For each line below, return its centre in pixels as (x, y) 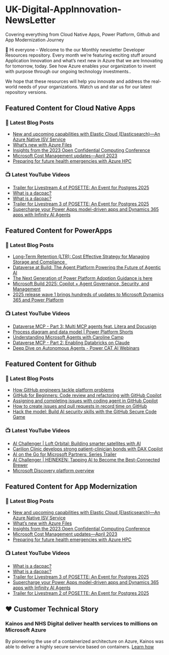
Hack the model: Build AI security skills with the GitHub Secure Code (84, 411)
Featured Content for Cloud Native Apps (71, 108)
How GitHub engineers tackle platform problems (63, 390)
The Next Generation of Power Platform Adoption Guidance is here (82, 278)
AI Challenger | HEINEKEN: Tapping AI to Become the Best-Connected (86, 459)
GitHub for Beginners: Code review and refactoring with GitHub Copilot (87, 395)
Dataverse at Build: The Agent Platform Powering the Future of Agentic (87, 267)
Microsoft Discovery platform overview (53, 470)
